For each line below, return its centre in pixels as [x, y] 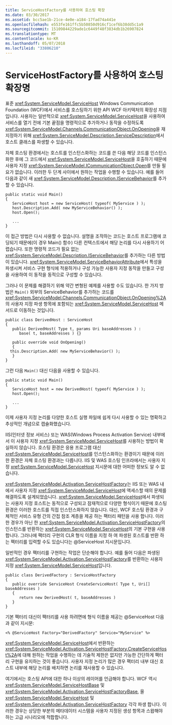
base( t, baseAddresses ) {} [50, 333]
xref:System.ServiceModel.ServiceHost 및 [50, 698]
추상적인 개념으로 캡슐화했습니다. [39, 423]
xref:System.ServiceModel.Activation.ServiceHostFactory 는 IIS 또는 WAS [82, 484]
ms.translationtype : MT [31, 34]
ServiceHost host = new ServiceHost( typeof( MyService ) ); [79, 203]
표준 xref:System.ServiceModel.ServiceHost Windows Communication [80, 103]
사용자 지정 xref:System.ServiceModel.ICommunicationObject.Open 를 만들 [83, 165]
